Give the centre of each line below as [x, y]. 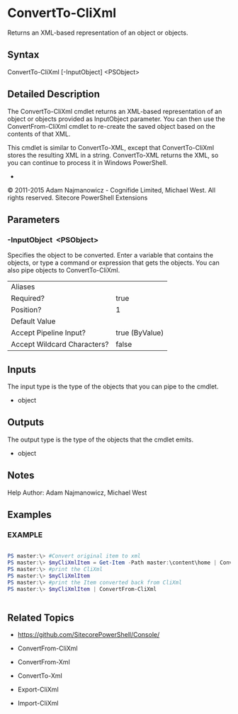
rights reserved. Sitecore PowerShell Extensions [78, 197]
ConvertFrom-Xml [44, 662]
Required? [28, 299]
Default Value [33, 321]
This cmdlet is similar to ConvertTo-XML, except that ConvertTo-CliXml [111, 147]
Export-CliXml [38, 690]
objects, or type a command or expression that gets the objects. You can [113, 263]
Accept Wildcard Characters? [60, 345]
